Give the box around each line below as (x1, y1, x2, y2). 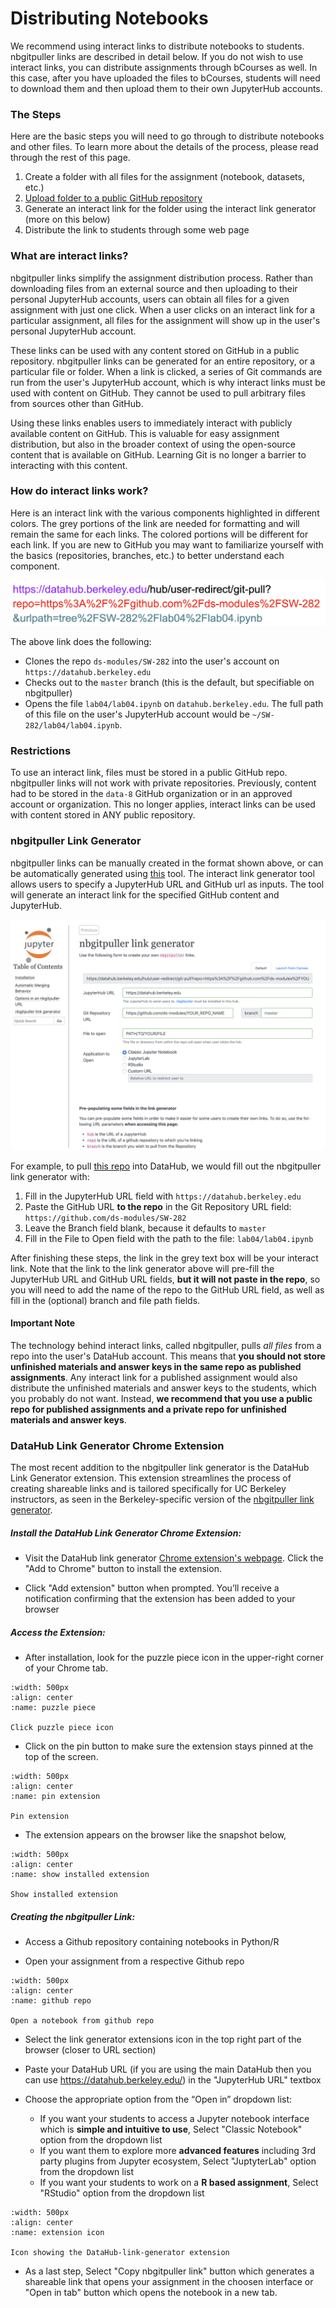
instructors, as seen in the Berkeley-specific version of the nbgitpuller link (10, 1493, 315, 1506)
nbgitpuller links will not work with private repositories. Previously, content (10, 777, 317, 789)
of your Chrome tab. (24, 1662, 109, 1674)
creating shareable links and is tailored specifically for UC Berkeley (10, 1483, 287, 1495)
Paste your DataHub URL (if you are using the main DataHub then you (24, 2063, 312, 2076)
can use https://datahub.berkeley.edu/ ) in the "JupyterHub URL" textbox (24, 2074, 322, 2086)
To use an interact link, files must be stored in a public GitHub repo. (10, 767, 288, 779)
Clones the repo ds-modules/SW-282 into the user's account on (24, 655, 280, 667)
